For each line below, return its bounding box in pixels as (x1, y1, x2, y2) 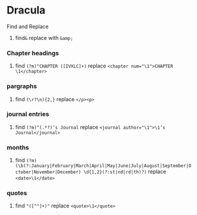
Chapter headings (6, 49, 59, 57)
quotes (6, 189, 28, 197)
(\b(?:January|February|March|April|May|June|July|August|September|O (15, 163, 192, 169)
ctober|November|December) (15, 169, 81, 175)
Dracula (6, 4, 46, 17)
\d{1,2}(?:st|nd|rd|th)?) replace (83, 168, 167, 175)
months (6, 143, 29, 152)
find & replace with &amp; (15, 34, 73, 41)
